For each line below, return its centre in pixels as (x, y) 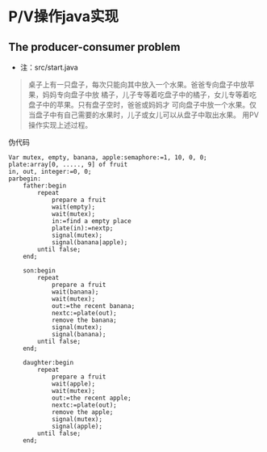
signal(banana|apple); (90, 243)
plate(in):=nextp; (82, 228)
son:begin (40, 271)
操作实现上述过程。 (60, 125)
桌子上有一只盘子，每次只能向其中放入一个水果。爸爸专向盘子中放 (138, 84)
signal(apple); (77, 426)
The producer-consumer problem (94, 46)
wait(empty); (73, 207)
